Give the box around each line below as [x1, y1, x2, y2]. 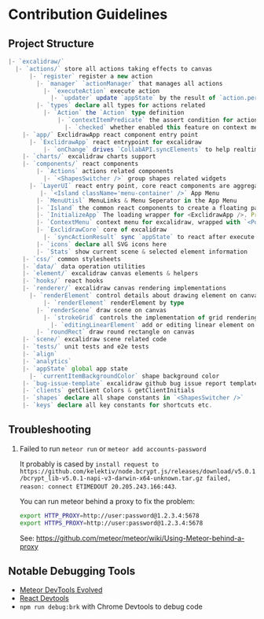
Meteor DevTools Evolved [19, 585, 103, 595]
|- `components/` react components [22, 160, 139, 168]
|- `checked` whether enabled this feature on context [64, 123, 247, 131]
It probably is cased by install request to [19, 459, 159, 469]
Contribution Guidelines [8, 6, 168, 24]
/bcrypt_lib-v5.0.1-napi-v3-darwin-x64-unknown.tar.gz [19, 474, 203, 482]
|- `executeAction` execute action [42, 87, 159, 95]
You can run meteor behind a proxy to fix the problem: [19, 496, 195, 506]
